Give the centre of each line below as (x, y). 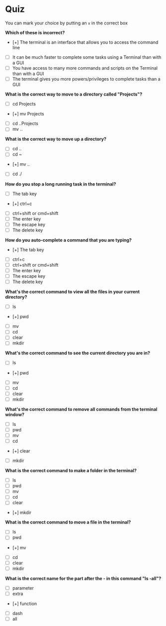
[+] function (25, 604)
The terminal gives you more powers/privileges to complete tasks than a (86, 79)
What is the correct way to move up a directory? (56, 139)
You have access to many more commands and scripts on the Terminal (85, 68)
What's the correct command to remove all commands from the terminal (81, 409)
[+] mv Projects (28, 114)
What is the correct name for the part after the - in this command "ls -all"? (83, 578)
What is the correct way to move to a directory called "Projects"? (74, 94)
